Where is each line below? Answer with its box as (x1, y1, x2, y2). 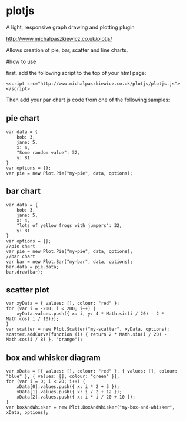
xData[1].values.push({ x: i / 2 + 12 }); (16, 389, 122, 395)
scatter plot (6, 285, 49, 295)
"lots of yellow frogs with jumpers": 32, (16, 222, 122, 228)
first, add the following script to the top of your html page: (6, 69, 147, 76)
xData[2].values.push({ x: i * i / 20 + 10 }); (16, 394, 135, 400)
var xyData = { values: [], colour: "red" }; (6, 301, 119, 307)
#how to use (6, 58, 36, 65)
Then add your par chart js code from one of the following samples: (6, 96, 170, 103)
